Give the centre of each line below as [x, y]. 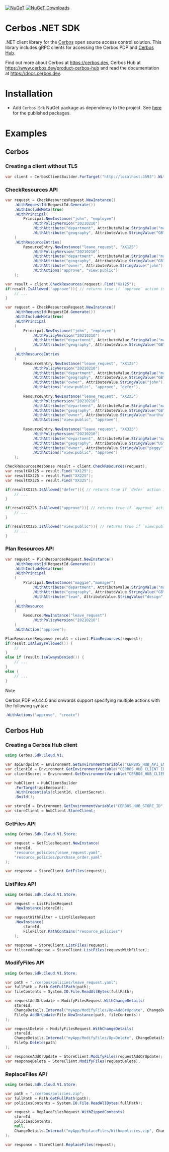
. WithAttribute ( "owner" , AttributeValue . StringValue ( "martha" [99, 415]
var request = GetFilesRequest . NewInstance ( [53, 843]
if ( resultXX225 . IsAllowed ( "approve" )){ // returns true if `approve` [80, 508]
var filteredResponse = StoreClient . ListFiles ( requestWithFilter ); [77, 950]
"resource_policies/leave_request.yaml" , [58, 853]
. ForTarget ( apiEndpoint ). [41, 787]
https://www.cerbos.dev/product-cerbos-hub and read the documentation [82, 68]
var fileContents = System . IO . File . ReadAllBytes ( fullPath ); [70, 992]
